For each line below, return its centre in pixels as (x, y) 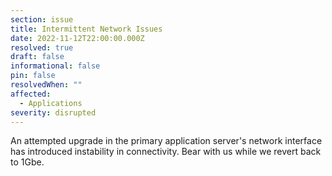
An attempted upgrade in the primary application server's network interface (166, 141)
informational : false (55, 66)
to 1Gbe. (27, 162)
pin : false (33, 76)
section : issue (42, 19)
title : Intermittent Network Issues (86, 29)
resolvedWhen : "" (46, 85)
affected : (31, 94)
